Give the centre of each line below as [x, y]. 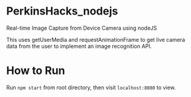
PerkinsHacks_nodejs [62, 11]
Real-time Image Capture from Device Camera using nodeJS [82, 28]
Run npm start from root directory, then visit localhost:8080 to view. [91, 87]
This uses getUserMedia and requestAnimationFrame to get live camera [96, 39]
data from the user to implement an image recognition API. [79, 46]
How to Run [36, 71]
